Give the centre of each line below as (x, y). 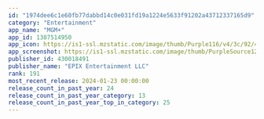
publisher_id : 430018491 (49, 59)
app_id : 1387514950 (40, 37)
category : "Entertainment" (52, 23)
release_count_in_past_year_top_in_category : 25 (89, 103)
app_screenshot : (35, 52)
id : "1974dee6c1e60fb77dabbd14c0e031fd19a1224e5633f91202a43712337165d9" (132, 15)
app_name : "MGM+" (37, 30)
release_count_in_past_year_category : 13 (77, 96)
